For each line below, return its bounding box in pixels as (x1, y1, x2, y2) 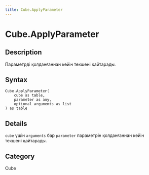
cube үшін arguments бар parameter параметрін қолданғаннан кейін (5, 132, 144, 138)
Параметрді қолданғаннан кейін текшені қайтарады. (5, 61, 116, 67)
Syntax (5, 76, 28, 84)
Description (5, 48, 42, 57)
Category (5, 152, 35, 161)
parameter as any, (14, 97, 52, 102)
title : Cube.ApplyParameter (5, 7, 63, 12)
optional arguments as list (14, 102, 72, 107)
